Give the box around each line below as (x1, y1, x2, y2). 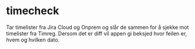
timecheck (6, 4, 60, 18)
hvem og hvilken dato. (6, 36, 60, 43)
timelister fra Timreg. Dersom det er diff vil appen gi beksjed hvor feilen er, (6, 30, 187, 37)
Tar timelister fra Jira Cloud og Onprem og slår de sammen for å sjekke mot (6, 24, 189, 31)
